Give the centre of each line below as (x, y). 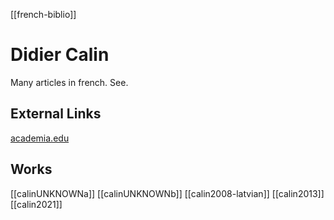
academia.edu (40, 138)
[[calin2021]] (36, 204)
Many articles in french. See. (69, 82)
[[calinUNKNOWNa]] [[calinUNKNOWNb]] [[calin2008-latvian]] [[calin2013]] (167, 193)
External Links (56, 114)
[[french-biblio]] (43, 14)
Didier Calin (60, 55)
